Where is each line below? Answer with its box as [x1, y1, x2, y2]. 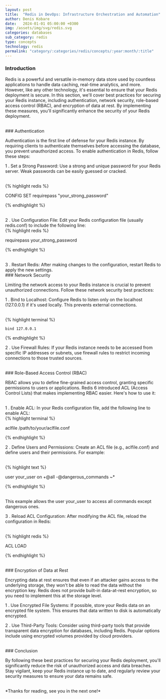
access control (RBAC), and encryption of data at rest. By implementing [5, 102, 151, 108]
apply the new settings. [5, 267, 53, 273]
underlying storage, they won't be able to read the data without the [5, 582, 142, 588]
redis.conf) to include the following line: [5, 222, 86, 228]
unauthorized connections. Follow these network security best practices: [5, 287, 155, 293]
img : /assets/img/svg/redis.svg [5, 26, 72, 31]
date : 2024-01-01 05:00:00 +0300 [5, 21, 79, 26]
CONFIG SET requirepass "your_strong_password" [5, 193, 109, 199]
